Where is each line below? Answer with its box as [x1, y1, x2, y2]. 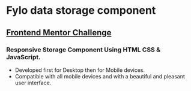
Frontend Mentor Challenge [6, 28, 112, 38]
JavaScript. [6, 53, 41, 61]
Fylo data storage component [6, 4, 156, 17]
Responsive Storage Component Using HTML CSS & [6, 45, 161, 54]
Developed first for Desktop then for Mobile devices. [14, 66, 145, 74]
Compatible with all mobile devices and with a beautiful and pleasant [14, 72, 185, 80]
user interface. [14, 79, 52, 86]
